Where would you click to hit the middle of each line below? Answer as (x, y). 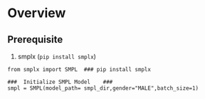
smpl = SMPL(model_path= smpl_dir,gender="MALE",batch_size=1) (103, 88)
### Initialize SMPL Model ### (60, 82)
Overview (37, 13)
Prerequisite (35, 40)
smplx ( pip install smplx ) (57, 56)
